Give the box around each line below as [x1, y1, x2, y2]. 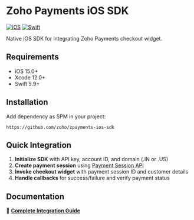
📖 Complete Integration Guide [6, 207, 81, 214]
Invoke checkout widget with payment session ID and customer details [14, 168, 189, 175]
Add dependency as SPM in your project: [6, 113, 106, 120]
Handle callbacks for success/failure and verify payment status [14, 175, 170, 182]
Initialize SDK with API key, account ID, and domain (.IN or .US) [14, 156, 169, 163]
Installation [6, 97, 48, 107]
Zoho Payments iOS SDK [6, 4, 129, 18]
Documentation [6, 191, 65, 201]
